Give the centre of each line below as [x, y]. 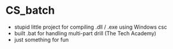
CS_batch [30, 10]
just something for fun [41, 39]
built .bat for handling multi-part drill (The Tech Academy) [85, 33]
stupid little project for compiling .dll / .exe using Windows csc [91, 27]
